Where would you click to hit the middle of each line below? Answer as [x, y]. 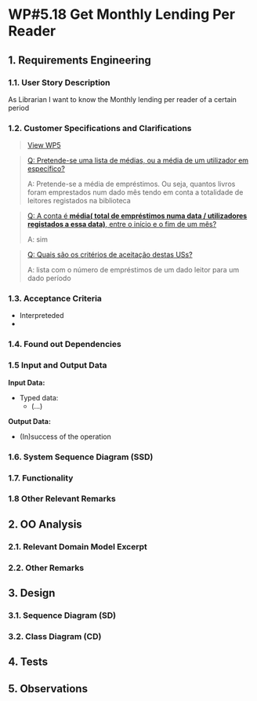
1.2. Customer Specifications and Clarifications [100, 128]
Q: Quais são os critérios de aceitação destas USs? [110, 255]
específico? [46, 169]
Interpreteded [42, 316]
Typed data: [39, 397]
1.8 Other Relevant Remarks [62, 498]
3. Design [32, 593]
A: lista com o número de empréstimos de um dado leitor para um [133, 270]
